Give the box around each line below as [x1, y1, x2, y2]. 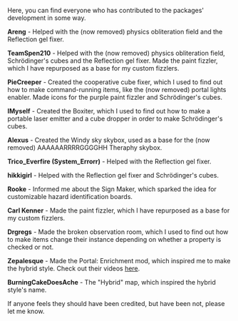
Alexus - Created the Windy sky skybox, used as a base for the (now [7, 136, 210, 144]
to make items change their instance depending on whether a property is [7, 235, 222, 243]
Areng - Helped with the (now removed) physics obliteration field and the [7, 28, 223, 36]
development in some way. [7, 14, 86, 22]
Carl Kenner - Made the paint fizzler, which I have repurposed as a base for [7, 206, 230, 215]
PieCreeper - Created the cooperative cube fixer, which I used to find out [7, 78, 223, 86]
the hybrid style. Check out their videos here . [7, 264, 140, 272]
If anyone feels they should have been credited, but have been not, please [7, 300, 225, 307]
